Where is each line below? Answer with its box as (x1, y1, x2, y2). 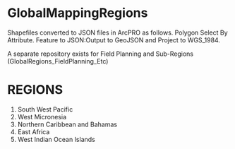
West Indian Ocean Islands (17, 135, 95, 143)
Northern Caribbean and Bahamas (17, 120, 118, 129)
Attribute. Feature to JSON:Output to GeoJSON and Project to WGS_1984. (7, 35, 221, 44)
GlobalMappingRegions (7, 5, 148, 21)
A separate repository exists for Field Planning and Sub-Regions (7, 49, 194, 58)
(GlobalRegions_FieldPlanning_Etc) (7, 56, 109, 65)
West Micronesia (17, 112, 67, 121)
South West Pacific (17, 105, 73, 114)
